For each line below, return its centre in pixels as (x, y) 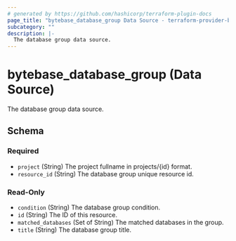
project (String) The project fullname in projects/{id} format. (105, 167)
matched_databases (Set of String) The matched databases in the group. (120, 223)
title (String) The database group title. (74, 230)
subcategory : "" (31, 27)
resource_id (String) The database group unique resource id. (106, 174)
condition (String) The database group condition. (89, 207)
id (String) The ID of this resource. (67, 215)
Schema (26, 131)
